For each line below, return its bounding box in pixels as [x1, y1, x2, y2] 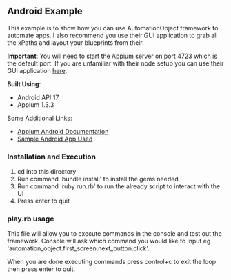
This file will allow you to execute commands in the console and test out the [7, 230, 222, 238]
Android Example [7, 6, 83, 17]
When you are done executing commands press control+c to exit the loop [7, 258, 216, 266]
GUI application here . [7, 66, 68, 74]
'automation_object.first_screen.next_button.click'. [7, 244, 150, 252]
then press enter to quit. [7, 265, 76, 273]
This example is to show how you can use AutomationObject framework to [7, 23, 219, 32]
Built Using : [7, 79, 41, 88]
